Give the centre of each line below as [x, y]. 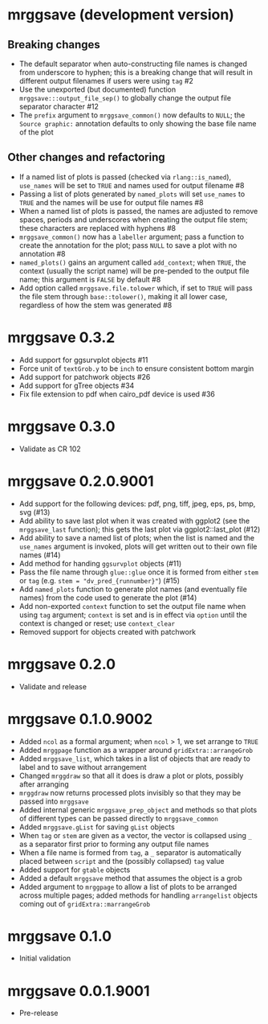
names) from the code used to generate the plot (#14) [108, 598]
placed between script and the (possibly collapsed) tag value [122, 861]
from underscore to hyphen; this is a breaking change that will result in [136, 72]
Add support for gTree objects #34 [77, 385]
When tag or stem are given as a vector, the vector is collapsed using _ [135, 835]
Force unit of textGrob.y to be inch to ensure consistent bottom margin [136, 368]
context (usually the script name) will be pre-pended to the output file [134, 270]
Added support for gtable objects [75, 870]
